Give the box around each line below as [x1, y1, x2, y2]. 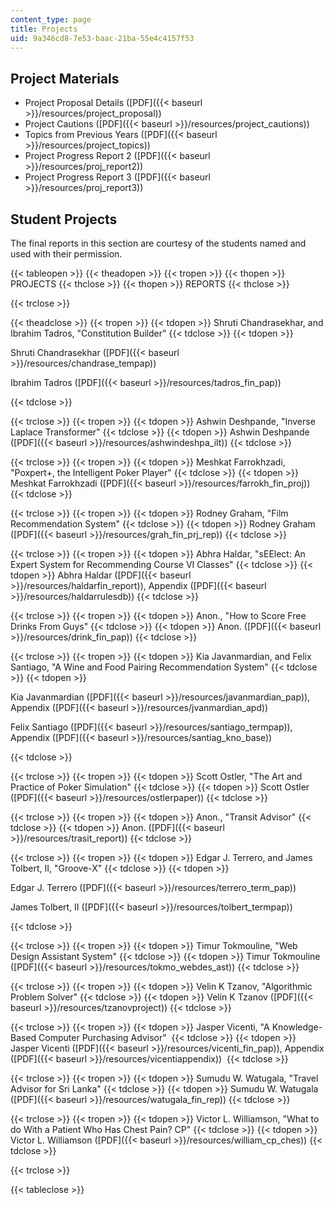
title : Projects [10, 24, 78, 34]
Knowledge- [271, 1021, 323, 1033]
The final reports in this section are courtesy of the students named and [10, 237, 307, 249]
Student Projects [10, 211, 118, 228]
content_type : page [10, 14, 92, 25]
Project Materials [10, 70, 120, 87]
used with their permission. [10, 248, 123, 260]
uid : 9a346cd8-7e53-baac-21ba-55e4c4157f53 [10, 33, 195, 43]
